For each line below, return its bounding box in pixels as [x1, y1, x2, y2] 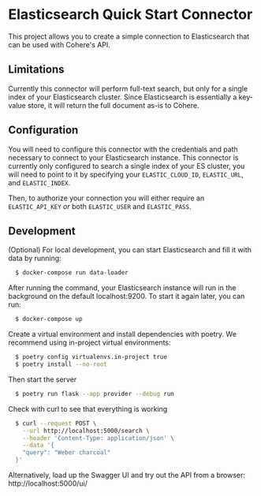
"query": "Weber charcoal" [22, 449, 111, 457]
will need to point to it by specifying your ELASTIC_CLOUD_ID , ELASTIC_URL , [8, 170, 244, 179]
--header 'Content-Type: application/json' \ [22, 434, 175, 442]
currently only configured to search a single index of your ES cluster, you [8, 161, 245, 170]
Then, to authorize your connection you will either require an [8, 193, 205, 203]
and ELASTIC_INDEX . [8, 177, 71, 187]
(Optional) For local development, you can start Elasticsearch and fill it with [8, 245, 252, 255]
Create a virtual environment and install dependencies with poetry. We [8, 330, 237, 339]
